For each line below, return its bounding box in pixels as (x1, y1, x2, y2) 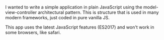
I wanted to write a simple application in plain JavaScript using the (5, 4, 142, 10)
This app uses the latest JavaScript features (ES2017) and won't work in (5, 24, 154, 30)
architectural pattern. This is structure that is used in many (37, 9, 159, 15)
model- (143, 4, 158, 10)
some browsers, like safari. (5, 30, 61, 35)
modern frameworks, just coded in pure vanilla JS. (5, 15, 110, 20)
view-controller (5, 9, 37, 15)
